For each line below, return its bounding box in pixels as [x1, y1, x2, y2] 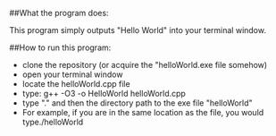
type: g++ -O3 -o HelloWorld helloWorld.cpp [21, 89, 186, 98]
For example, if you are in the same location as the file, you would [21, 107, 264, 117]
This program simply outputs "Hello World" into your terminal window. [9, 25, 266, 35]
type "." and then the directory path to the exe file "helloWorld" [21, 98, 253, 108]
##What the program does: [9, 8, 109, 18]
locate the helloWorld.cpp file [21, 79, 131, 89]
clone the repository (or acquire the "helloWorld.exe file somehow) [21, 60, 268, 70]
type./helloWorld [21, 116, 84, 127]
